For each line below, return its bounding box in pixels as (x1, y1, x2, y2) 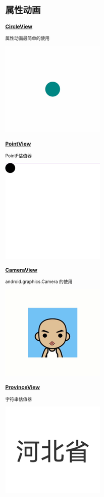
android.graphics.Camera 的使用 (5, 278, 73, 285)
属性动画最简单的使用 (5, 35, 49, 41)
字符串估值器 (5, 396, 32, 402)
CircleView (5, 23, 33, 30)
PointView (5, 140, 31, 148)
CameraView (5, 267, 38, 273)
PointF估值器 (5, 153, 32, 159)
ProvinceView (5, 384, 40, 391)
